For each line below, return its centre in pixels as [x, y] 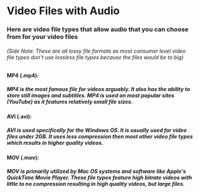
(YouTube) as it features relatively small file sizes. [70, 101]
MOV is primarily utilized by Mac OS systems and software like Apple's [97, 171]
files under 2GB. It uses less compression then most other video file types [100, 136]
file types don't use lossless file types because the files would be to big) [95, 57]
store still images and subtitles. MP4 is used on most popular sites [91, 95]
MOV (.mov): [23, 157]
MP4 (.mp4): [23, 76]
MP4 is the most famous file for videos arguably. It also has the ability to [99, 89]
